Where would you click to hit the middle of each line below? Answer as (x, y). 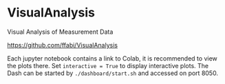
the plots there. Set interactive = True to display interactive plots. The (108, 65)
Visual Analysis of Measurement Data (60, 32)
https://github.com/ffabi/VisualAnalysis (63, 45)
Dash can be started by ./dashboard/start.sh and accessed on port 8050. (113, 73)
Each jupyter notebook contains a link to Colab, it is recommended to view (112, 58)
